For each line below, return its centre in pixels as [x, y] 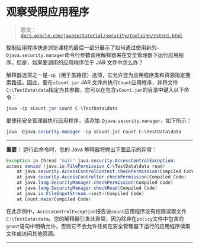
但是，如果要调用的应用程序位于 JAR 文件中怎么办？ [80, 62]
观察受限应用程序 [48, 12]
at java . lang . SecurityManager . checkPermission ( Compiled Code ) [95, 183]
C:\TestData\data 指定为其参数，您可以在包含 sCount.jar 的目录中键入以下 [95, 90]
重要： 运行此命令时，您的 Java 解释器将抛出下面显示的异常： [82, 149]
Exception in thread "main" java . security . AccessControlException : [91, 161]
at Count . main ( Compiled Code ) [54, 199]
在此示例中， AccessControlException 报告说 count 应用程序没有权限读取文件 [97, 211]
